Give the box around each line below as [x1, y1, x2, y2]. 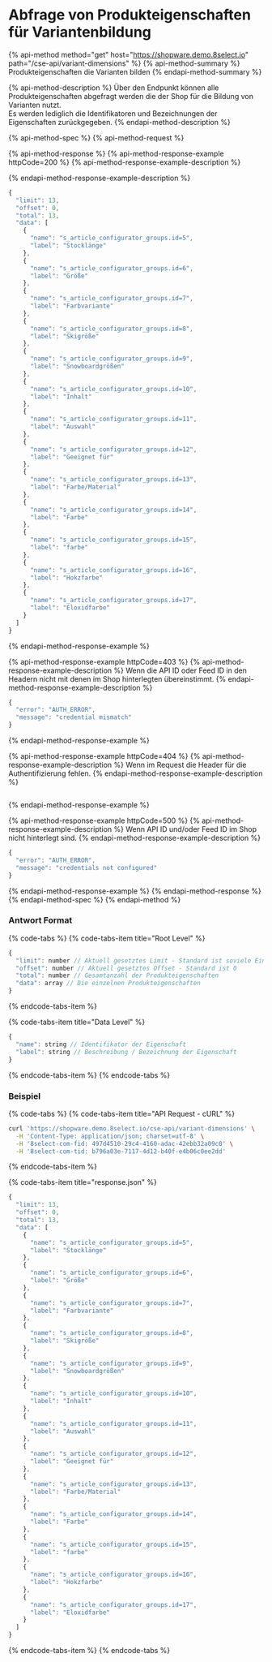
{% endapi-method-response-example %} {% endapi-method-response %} [8, 886, 261, 896]
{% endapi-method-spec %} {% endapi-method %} [8, 894, 181, 904]
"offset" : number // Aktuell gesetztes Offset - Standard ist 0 [15, 964, 237, 972]
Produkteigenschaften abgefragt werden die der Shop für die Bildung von [8, 91, 253, 101]
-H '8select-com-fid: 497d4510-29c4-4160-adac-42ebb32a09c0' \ [15, 1139, 233, 1147]
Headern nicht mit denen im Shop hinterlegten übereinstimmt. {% [8, 674, 227, 683]
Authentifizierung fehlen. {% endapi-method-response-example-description [8, 769, 263, 778]
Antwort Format [8, 915, 73, 926]
